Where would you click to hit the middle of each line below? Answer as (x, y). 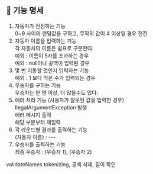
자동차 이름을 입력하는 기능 (45, 41)
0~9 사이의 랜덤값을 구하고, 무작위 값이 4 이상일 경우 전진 (81, 33)
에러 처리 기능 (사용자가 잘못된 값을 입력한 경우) (69, 100)
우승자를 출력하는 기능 (40, 144)
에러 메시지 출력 (33, 115)
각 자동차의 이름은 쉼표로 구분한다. (54, 48)
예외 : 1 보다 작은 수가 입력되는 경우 (55, 78)
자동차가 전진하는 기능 (40, 26)
